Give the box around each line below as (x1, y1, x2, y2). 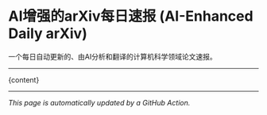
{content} (8, 75, 40, 84)
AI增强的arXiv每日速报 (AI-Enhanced (8, 7, 253, 25)
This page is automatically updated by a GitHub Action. (8, 98, 191, 107)
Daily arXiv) (8, 25, 87, 43)
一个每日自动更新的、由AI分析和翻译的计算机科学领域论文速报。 (8, 52, 217, 61)
